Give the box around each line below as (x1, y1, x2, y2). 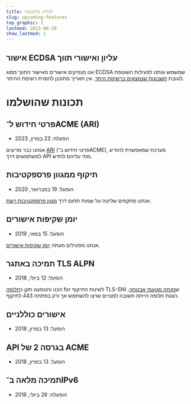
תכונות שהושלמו (6, 96, 83, 109)
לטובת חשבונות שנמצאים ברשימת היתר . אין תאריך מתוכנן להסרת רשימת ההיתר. (6, 75, 184, 82)
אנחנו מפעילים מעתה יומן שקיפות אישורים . (6, 241, 101, 249)
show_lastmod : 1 (6, 31, 46, 37)
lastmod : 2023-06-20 (6, 25, 57, 31)
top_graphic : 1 (6, 20, 44, 26)
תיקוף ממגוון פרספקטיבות (6, 170, 98, 180)
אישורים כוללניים (6, 309, 66, 319)
